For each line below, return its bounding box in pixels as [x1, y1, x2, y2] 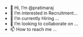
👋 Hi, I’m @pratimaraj [10, 5, 54, 10]
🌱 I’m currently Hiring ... [10, 15, 59, 21]
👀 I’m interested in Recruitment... [10, 10, 78, 16]
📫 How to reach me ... [10, 26, 57, 32]
